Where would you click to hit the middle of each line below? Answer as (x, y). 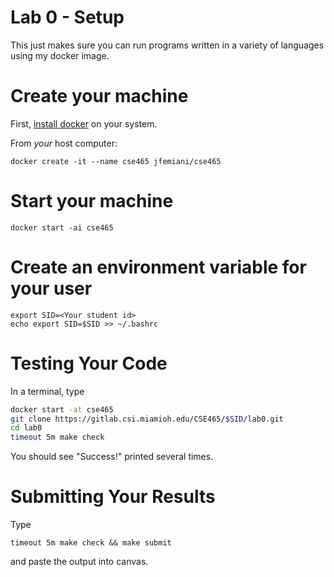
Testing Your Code (89, 363)
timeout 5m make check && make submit (91, 543)
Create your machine (99, 96)
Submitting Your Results (113, 497)
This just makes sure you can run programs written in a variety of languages (167, 45)
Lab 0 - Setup (67, 17)
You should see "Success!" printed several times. (112, 457)
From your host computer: (64, 143)
